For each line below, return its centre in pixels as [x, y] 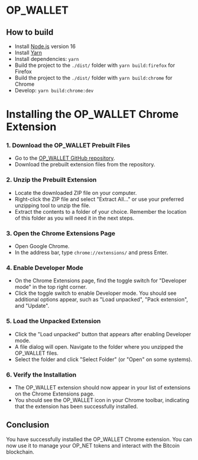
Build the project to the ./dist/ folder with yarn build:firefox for [95, 65]
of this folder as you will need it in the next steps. [74, 218]
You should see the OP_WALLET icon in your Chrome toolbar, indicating [102, 400]
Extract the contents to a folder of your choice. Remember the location [100, 211]
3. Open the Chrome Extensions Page [61, 233]
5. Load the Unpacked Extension [53, 321]
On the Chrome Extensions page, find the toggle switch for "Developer [101, 281]
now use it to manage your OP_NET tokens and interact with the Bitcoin [93, 445]
